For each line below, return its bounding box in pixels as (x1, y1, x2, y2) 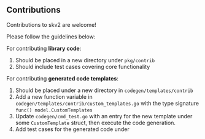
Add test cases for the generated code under (15, 125, 130, 133)
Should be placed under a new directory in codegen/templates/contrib (15, 87, 193, 94)
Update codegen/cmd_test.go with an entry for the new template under (15, 112, 193, 119)
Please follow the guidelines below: (6, 33, 96, 40)
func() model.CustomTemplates (15, 107, 93, 113)
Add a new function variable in (15, 93, 93, 100)
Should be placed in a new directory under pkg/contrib (15, 56, 155, 63)
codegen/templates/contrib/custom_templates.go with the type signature (15, 99, 199, 107)
